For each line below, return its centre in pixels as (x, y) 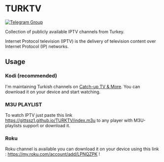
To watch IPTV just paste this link (39, 115)
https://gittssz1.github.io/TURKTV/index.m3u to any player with (69, 120)
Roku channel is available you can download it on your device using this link (82, 149)
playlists (14, 125)
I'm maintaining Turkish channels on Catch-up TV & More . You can (73, 86)
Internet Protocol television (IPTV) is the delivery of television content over (81, 41)
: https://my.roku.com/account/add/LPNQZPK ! (52, 154)
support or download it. (47, 125)
